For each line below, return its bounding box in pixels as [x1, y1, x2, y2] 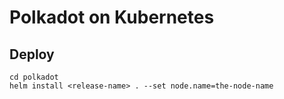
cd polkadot [9, 72, 59, 82]
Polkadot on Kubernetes [9, 6, 215, 29]
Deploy [9, 46, 55, 63]
